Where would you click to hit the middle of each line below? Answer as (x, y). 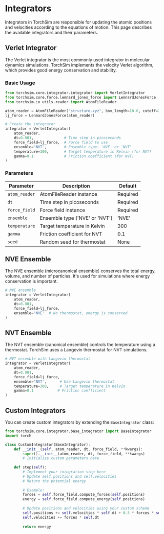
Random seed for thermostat (73, 242)
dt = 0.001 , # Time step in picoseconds (67, 138)
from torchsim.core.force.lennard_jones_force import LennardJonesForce (81, 97)
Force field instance (62, 210)
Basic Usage (20, 83)
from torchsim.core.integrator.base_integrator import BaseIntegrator (78, 431)
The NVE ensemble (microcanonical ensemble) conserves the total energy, (81, 271)
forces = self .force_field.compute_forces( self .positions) (84, 495)
